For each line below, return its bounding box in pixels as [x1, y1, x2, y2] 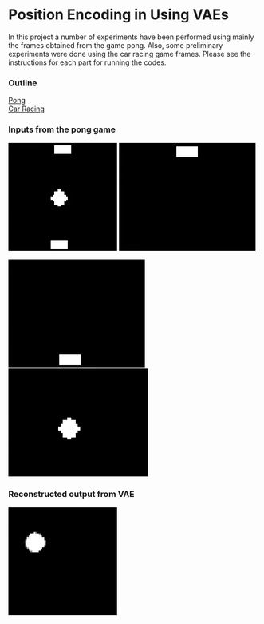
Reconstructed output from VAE [8, 489, 135, 500]
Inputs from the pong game [8, 124, 116, 135]
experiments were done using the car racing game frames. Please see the [8, 49, 251, 58]
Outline [8, 78, 37, 89]
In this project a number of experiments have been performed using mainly [8, 32, 254, 42]
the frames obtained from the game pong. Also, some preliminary [8, 40, 223, 50]
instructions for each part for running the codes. [8, 58, 167, 67]
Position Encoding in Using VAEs [8, 6, 229, 24]
